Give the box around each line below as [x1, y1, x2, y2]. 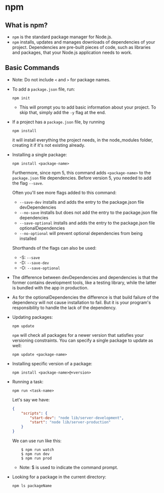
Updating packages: [12, 314, 53, 320]
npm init [12, 95, 30, 100]
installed [19, 235, 37, 241]
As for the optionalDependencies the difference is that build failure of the [12, 294, 159, 300]
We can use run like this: [12, 438, 62, 444]
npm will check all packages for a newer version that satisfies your [12, 332, 144, 338]
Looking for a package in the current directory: [12, 474, 106, 480]
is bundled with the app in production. [12, 284, 89, 290]
